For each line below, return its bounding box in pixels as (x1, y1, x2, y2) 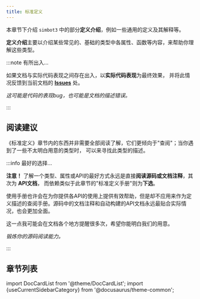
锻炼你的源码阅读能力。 (6, 233, 64, 240)
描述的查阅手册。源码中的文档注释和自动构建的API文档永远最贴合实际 (11, 200, 182, 207)
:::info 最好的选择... (6, 160, 52, 167)
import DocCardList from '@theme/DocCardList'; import (6, 280, 143, 287)
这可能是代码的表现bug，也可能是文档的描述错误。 (6, 91, 131, 99)
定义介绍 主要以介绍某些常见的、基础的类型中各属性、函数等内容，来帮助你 (6, 38, 189, 45)
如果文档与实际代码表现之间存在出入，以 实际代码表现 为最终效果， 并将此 (6, 71, 185, 78)
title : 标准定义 (6, 8, 43, 15)
